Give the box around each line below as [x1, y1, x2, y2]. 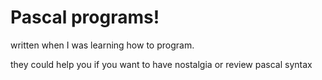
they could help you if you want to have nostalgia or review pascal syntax [10, 58, 313, 70]
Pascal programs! [10, 6, 160, 29]
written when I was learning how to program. [10, 39, 195, 51]
